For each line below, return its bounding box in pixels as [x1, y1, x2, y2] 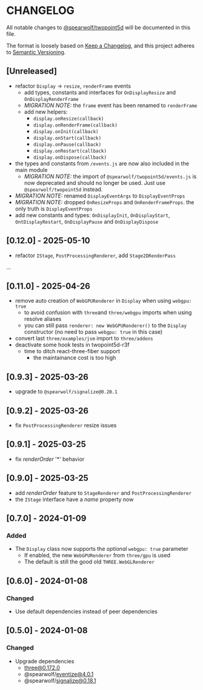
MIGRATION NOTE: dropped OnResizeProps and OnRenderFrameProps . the [15, 198, 195, 205]
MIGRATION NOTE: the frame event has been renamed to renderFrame [24, 102, 198, 109]
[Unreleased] [6, 66, 58, 77]
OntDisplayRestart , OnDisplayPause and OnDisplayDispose [15, 218, 159, 225]
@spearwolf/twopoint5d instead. [24, 185, 103, 193]
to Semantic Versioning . [6, 48, 66, 55]
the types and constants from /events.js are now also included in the [15, 159, 190, 167]
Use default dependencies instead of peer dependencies [15, 608, 158, 615]
